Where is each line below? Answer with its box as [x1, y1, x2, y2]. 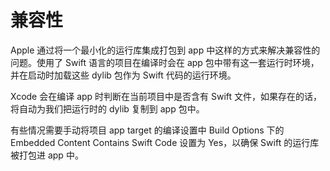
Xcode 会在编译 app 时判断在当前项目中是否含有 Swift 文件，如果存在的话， [10, 90, 323, 102]
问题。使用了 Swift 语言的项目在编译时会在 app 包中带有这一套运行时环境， [10, 56, 320, 68]
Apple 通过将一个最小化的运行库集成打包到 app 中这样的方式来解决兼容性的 [10, 44, 321, 56]
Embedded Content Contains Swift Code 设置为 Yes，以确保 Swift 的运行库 [10, 136, 320, 148]
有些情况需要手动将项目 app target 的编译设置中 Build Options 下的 [10, 124, 285, 136]
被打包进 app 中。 [10, 149, 84, 161]
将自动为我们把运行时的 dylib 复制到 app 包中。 [10, 102, 205, 115]
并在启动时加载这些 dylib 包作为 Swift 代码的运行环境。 [10, 69, 237, 81]
